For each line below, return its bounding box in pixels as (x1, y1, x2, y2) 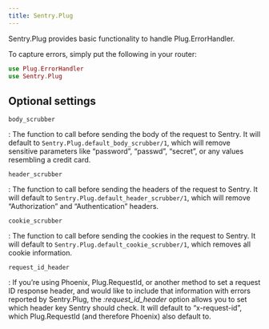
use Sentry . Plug (8, 72, 62, 80)
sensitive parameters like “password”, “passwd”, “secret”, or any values (8, 146, 244, 156)
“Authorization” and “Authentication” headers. (8, 202, 159, 211)
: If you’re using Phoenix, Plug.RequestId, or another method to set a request (8, 278, 261, 287)
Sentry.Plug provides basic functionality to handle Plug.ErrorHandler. (8, 34, 235, 43)
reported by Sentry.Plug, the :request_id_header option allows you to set (8, 295, 247, 304)
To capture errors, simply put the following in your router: (8, 49, 198, 58)
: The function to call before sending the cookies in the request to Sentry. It (8, 231, 256, 241)
